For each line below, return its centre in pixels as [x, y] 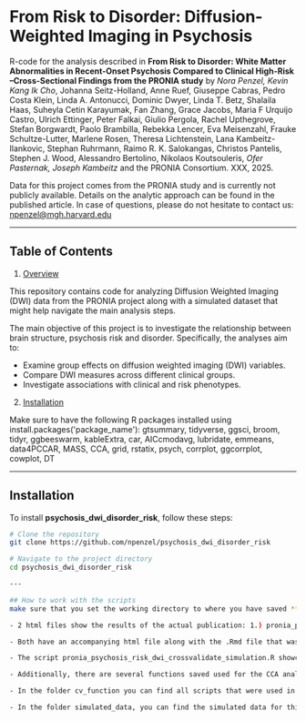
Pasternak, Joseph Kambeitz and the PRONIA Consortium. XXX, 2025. [142, 168]
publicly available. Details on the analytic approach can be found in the [142, 195]
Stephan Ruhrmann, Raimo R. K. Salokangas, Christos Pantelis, [164, 148]
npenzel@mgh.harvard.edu [61, 214]
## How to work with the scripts [73, 600]
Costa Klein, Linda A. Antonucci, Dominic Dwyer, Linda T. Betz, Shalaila [143, 100]
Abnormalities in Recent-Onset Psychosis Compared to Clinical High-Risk [152, 71]
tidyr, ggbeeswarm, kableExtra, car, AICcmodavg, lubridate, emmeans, [142, 439]
